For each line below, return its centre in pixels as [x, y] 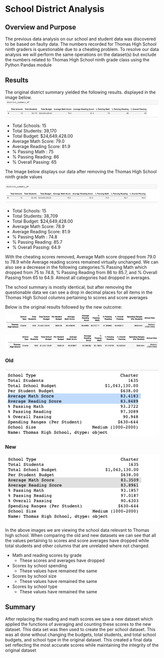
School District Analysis [55, 9]
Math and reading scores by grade [47, 556]
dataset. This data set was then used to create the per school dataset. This [80, 629]
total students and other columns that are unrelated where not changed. [77, 546]
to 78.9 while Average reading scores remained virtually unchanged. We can [82, 262]
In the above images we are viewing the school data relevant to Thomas [77, 530]
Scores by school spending [40, 566]
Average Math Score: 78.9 [38, 226]
